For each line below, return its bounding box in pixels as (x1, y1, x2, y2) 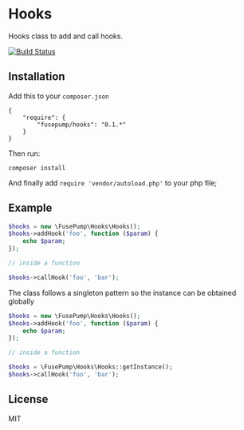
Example (8, 201, 53, 215)
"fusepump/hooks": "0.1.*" (37, 121, 127, 129)
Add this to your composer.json (8, 91, 109, 101)
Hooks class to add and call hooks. (8, 31, 124, 41)
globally (8, 297, 34, 306)
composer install (8, 164, 66, 172)
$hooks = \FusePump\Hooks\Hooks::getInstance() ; (8, 363, 173, 372)
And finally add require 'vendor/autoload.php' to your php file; (8, 177, 218, 188)
